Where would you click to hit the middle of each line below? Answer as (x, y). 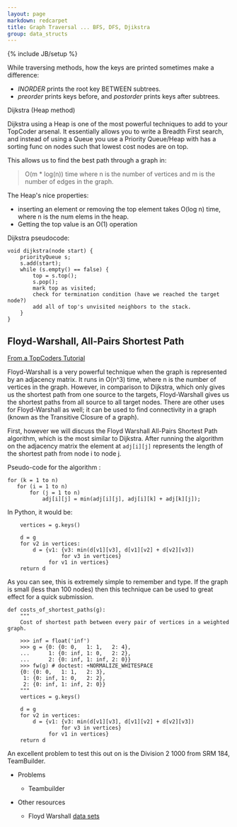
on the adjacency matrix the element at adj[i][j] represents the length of (115, 446)
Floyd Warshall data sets (64, 816)
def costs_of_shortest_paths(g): (57, 610)
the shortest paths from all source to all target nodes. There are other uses (116, 402)
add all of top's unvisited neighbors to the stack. (112, 307)
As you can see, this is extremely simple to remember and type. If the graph (118, 582)
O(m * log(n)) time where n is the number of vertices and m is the (120, 174)
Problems (31, 775)
